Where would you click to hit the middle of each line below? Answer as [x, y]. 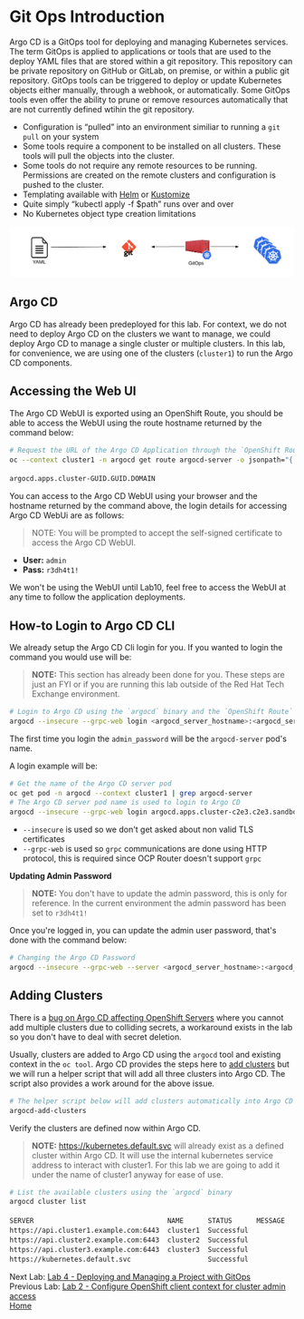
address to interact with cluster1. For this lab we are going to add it [156, 1165]
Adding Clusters [57, 996]
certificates [43, 839]
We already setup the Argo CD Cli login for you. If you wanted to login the [146, 647]
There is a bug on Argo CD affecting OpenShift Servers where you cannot [147, 1017]
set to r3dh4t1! [59, 913]
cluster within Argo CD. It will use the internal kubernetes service [152, 1155]
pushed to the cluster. [63, 184]
